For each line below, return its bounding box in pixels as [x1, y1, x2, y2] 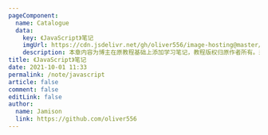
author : [8, 100, 34, 108]
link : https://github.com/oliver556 [15, 115, 137, 123]
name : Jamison [15, 108, 62, 116]
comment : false [8, 85, 59, 94]
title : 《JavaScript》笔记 [8, 56, 87, 64]
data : [15, 26, 34, 34]
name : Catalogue [15, 19, 69, 27]
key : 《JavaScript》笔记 [22, 33, 94, 42]
